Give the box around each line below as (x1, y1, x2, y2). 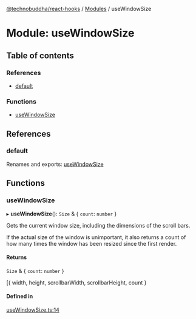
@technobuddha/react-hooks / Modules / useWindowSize (6, 5, 152, 12)
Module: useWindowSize (6, 27, 135, 40)
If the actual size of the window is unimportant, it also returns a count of (6, 233, 186, 241)
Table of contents (6, 50, 74, 61)
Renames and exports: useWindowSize (6, 160, 104, 168)
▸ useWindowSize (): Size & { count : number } (6, 210, 117, 217)
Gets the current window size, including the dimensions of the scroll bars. (6, 222, 191, 229)
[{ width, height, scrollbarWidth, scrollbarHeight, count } (6, 278, 147, 286)
